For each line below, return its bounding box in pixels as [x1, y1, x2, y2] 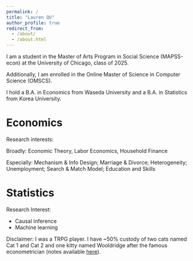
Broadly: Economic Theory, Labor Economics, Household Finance [6, 147, 168, 154]
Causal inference [14, 217, 57, 225]
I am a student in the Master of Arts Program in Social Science [6, 53, 160, 60]
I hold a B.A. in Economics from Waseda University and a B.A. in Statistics [6, 89, 188, 96]
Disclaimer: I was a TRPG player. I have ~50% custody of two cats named [6, 235, 187, 242]
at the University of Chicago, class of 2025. [22, 59, 129, 66]
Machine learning [14, 223, 58, 231]
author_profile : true [6, 20, 60, 26]
